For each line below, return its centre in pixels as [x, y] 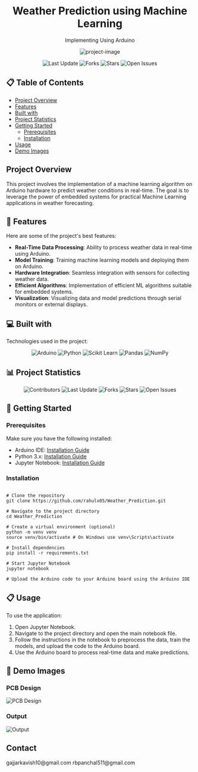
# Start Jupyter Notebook [38, 563]
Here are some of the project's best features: [62, 236]
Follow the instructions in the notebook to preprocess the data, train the [102, 640]
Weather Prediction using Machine [100, 11]
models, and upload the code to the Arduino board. [77, 646]
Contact [21, 748]
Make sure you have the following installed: [59, 438]
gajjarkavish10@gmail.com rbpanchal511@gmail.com [71, 762]
